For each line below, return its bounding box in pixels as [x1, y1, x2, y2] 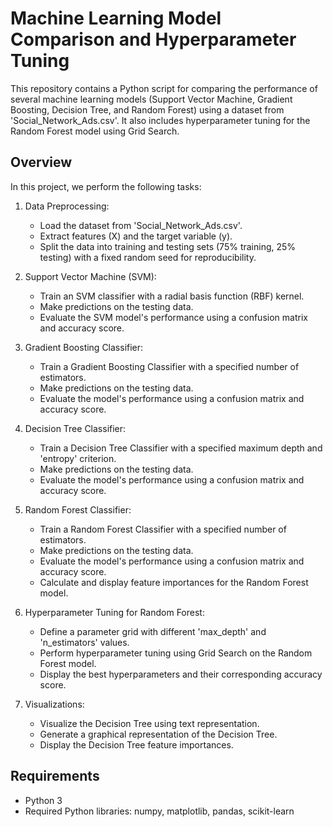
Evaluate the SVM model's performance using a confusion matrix [39, 311, 308, 323]
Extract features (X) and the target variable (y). [39, 230, 233, 242]
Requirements [10, 768, 100, 785]
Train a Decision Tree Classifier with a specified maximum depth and [39, 442, 323, 454]
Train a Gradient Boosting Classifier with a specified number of [39, 360, 300, 372]
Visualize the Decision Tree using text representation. [39, 717, 260, 729]
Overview [10, 154, 73, 171]
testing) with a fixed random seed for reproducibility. [39, 251, 257, 263]
